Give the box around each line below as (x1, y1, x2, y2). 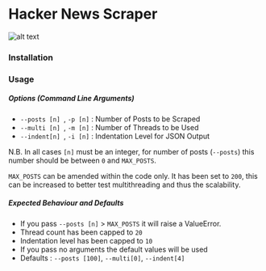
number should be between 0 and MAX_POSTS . (8, 155, 157, 165)
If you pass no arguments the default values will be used (19, 244, 208, 254)
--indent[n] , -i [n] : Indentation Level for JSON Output (19, 131, 210, 141)
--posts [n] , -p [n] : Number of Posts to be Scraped (19, 114, 201, 124)
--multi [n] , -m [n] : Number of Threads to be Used (19, 122, 199, 132)
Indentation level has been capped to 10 (19, 235, 153, 245)
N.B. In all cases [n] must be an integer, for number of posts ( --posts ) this (8, 146, 255, 156)
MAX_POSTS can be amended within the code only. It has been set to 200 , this (8, 171, 258, 180)
